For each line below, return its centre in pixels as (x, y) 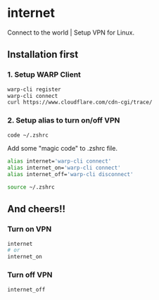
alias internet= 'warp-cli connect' (59, 161)
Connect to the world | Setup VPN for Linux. (71, 32)
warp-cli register (34, 89)
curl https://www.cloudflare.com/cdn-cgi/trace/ (80, 102)
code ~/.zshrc (28, 135)
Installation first (43, 55)
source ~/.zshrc (31, 187)
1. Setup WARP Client (44, 75)
